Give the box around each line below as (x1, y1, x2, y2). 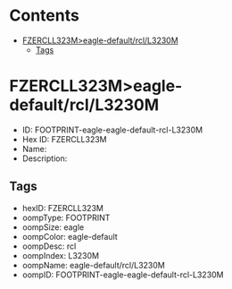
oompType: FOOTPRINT (21, 212, 111, 223)
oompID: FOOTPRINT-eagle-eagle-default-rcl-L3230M (21, 269, 225, 280)
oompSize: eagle (21, 221, 85, 233)
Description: (21, 153, 68, 164)
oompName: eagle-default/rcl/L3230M (21, 259, 165, 270)
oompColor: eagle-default (21, 231, 118, 242)
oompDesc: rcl (21, 241, 77, 251)
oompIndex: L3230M (21, 250, 100, 260)
